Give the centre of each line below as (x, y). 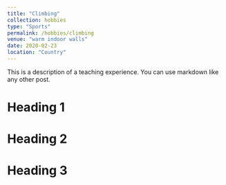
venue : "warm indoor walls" (48, 39)
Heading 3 (37, 171)
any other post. (29, 79)
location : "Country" (37, 53)
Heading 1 (36, 107)
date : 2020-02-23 (32, 46)
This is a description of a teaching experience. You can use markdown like (113, 72)
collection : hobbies (37, 20)
